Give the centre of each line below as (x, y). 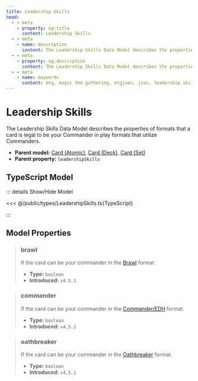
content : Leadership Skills (56, 34)
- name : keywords (38, 77)
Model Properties (39, 233)
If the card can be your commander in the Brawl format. (88, 263)
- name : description (42, 45)
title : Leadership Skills (38, 12)
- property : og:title (43, 28)
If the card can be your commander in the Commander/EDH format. (102, 308)
